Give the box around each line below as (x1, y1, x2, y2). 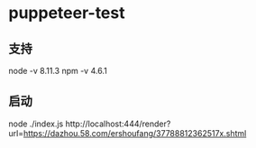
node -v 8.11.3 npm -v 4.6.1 (8, 66, 107, 76)
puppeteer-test (8, 3, 125, 23)
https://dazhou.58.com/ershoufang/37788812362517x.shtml (23, 127, 247, 138)
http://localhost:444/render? (65, 118, 171, 129)
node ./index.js (8, 118, 64, 129)
